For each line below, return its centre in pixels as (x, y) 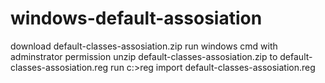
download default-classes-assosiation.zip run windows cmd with (144, 46)
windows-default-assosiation (136, 18)
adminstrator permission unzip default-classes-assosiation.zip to (144, 56)
